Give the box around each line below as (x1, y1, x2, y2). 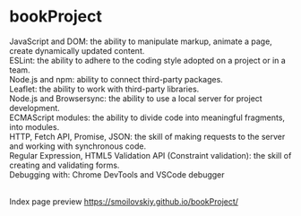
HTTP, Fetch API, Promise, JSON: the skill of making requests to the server (9, 131, 286, 142)
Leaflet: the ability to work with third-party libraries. (9, 83, 200, 94)
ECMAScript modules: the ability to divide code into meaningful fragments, (9, 112, 285, 123)
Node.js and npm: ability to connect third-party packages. (9, 73, 224, 84)
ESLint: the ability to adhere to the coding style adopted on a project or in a (9, 55, 287, 65)
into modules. (9, 121, 60, 132)
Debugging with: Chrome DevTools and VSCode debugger (9, 168, 226, 180)
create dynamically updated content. (9, 45, 145, 56)
